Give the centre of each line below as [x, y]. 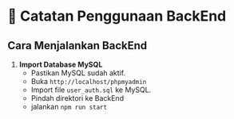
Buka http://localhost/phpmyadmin [89, 81]
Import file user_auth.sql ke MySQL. [91, 90]
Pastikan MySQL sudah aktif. [78, 73]
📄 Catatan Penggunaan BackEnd [117, 16]
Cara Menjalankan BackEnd [77, 46]
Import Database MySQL [61, 64]
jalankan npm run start [69, 107]
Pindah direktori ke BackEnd [77, 98]
